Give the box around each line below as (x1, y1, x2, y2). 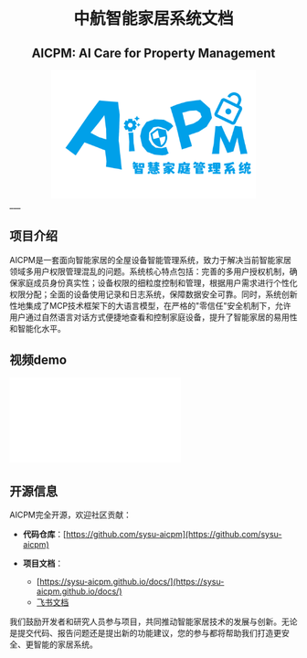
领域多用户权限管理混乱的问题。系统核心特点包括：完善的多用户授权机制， (9, 266, 290, 277)
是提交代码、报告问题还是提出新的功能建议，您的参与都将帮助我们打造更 (9, 628, 281, 639)
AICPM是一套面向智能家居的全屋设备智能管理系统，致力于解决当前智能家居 (9, 254, 292, 265)
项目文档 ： (22, 558, 64, 569)
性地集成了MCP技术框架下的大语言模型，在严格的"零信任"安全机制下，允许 (9, 300, 291, 311)
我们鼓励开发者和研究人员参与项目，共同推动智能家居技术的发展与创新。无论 (9, 616, 298, 627)
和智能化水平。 (9, 323, 66, 334)
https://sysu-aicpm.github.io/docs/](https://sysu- (39, 577, 225, 588)
